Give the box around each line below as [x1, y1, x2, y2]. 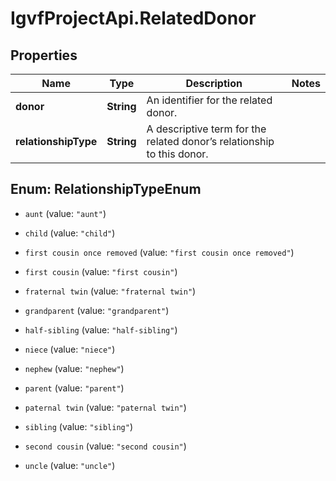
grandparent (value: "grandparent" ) [24, 304, 170, 316]
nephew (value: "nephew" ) [24, 362, 125, 374]
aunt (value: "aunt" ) [24, 207, 107, 219]
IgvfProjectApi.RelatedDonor [10, 7, 257, 30]
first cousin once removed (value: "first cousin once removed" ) [24, 246, 295, 258]
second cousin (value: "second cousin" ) [24, 440, 187, 452]
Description [185, 77, 243, 90]
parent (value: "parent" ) [24, 382, 125, 394]
